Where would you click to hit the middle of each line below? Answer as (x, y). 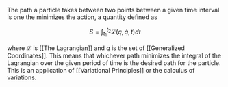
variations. (22, 77)
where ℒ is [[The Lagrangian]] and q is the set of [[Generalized (96, 48)
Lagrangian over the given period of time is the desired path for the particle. (114, 63)
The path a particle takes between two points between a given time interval (113, 10)
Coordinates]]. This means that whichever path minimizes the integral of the (114, 55)
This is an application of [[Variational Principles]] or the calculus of (101, 70)
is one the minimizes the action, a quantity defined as (82, 17)
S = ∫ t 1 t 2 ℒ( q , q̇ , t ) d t (115, 33)
